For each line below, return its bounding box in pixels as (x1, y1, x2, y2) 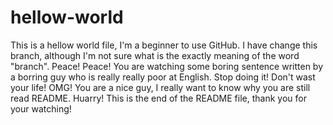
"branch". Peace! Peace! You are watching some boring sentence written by (10, 60, 324, 72)
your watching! (10, 102, 72, 115)
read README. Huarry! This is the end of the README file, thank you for (10, 92, 307, 104)
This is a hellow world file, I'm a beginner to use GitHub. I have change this (10, 39, 318, 51)
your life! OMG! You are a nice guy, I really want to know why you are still (10, 81, 311, 93)
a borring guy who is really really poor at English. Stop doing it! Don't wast (10, 71, 316, 83)
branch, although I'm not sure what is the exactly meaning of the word (10, 49, 300, 61)
